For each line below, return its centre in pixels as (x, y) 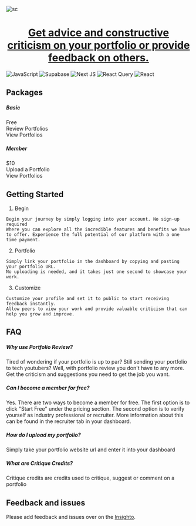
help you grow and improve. (40, 314)
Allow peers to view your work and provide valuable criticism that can (97, 309)
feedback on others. (99, 58)
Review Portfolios (27, 129)
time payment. (23, 240)
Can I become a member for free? (48, 388)
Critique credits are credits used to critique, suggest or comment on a (90, 478)
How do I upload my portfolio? (43, 435)
